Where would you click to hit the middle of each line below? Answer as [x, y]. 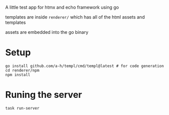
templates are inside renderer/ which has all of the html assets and [75, 17]
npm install [18, 75]
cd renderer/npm [22, 70]
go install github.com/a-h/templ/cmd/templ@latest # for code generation [85, 66]
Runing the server [44, 95]
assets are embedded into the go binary [47, 32]
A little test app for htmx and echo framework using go [62, 7]
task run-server [22, 108]
